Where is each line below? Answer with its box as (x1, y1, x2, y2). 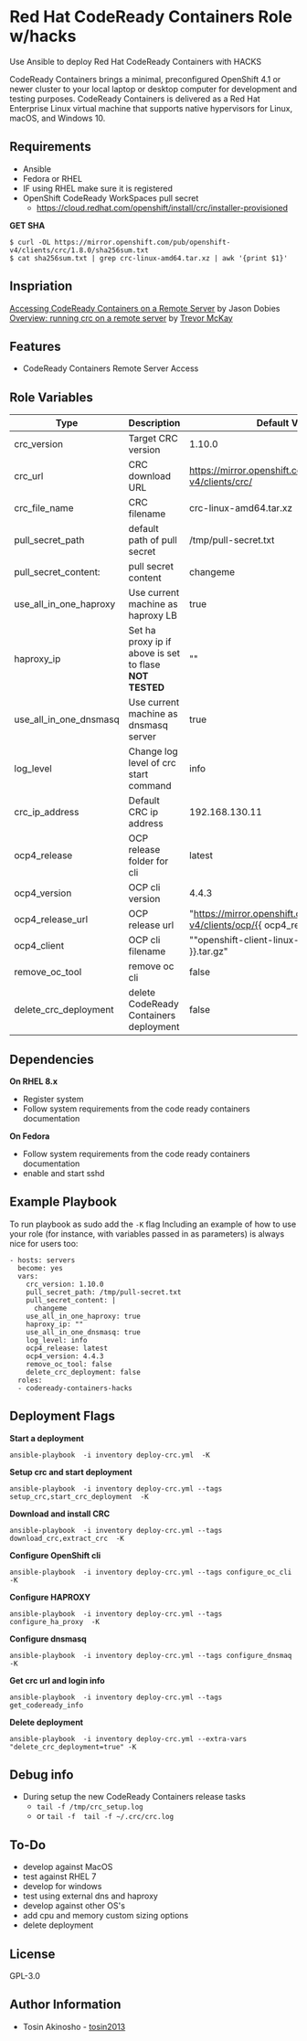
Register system (22, 1094, 84, 1104)
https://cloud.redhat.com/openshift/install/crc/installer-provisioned (36, 202, 289, 213)
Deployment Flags (9, 1409, 116, 1424)
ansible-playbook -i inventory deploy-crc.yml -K (9, 1451, 210, 1460)
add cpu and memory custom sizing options (22, 1910, 189, 1921)
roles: (17, 1376, 43, 1385)
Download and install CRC (9, 1508, 111, 1519)
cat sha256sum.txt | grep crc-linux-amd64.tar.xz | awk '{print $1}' (17, 253, 288, 262)
